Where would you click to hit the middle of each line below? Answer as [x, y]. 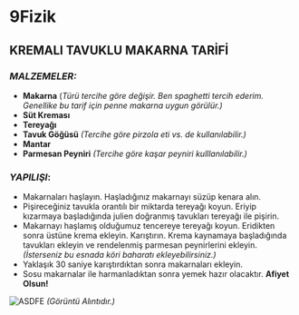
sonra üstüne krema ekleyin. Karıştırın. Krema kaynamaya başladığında [154, 236]
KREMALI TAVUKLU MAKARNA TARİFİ [119, 50]
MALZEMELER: [43, 76]
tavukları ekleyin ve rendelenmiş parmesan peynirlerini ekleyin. [140, 245]
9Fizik [33, 17]
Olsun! [35, 284]
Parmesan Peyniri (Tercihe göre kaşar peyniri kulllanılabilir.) [135, 153]
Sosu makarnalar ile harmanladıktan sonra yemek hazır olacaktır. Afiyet [156, 274]
